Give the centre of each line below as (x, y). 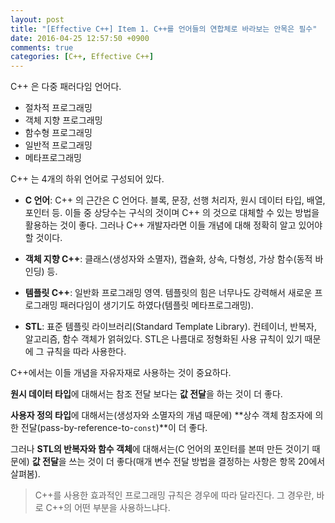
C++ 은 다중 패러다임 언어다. (66, 87)
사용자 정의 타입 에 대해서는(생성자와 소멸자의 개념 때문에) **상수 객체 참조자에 (161, 415)
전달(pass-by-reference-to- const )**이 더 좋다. (114, 428)
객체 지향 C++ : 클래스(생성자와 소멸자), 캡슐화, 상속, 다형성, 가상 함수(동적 (168, 259)
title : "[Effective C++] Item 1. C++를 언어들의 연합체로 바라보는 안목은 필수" (164, 29)
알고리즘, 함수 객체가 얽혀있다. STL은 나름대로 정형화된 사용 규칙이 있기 (163, 339)
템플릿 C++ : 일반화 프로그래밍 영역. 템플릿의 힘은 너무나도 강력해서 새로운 (168, 293)
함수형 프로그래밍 (58, 133)
